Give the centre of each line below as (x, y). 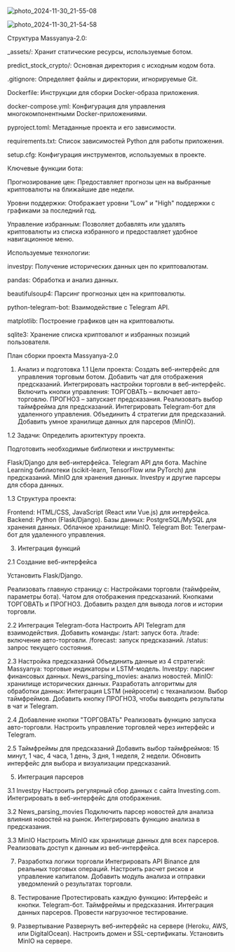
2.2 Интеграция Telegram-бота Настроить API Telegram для (96, 625)
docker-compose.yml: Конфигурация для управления (87, 106)
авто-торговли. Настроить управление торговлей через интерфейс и (111, 727)
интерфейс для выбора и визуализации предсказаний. (89, 763)
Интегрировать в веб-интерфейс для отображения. (85, 798)
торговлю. (33, 399)
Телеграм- (210, 527)
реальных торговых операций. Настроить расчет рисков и (106, 869)
